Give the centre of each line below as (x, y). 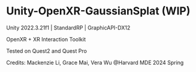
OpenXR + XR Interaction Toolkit (46, 39)
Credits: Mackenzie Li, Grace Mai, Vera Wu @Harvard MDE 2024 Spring (95, 62)
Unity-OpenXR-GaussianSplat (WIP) (98, 11)
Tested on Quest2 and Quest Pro (46, 51)
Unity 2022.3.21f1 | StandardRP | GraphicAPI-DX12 (68, 28)
